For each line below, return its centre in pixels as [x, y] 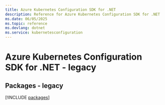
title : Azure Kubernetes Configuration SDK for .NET [61, 10]
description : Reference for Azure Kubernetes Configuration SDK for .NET [83, 14]
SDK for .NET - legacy [51, 68]
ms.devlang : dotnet [25, 28]
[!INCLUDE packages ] [27, 97]
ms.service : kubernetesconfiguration [44, 33]
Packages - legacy [34, 86]
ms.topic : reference [26, 23]
